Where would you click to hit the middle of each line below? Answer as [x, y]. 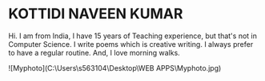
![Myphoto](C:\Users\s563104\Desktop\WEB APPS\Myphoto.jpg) [115, 67]
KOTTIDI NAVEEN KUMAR [96, 14]
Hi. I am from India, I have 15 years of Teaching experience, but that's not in [133, 36]
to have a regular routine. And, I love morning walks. [94, 52]
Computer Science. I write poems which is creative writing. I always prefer [131, 44]
